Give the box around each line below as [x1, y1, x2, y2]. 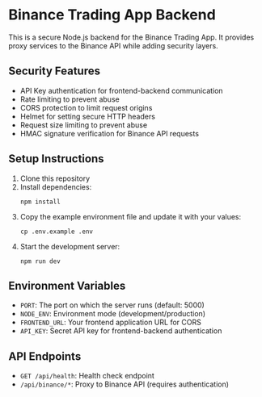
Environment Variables [8, 278, 126, 292]
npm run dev [19, 257, 61, 265]
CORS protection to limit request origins [19, 102, 153, 112]
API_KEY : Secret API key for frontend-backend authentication [19, 326, 222, 336]
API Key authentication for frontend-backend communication [19, 86, 224, 95]
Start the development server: [19, 241, 120, 251]
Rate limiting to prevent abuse [19, 94, 120, 104]
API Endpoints [8, 349, 82, 363]
